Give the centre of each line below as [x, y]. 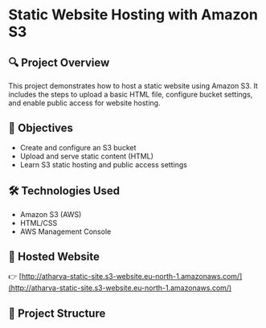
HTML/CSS [39, 223]
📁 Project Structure [57, 313]
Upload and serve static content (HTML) [87, 156]
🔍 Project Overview [59, 62]
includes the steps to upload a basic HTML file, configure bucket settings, [131, 94]
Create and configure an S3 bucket [78, 147]
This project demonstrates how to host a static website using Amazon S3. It [133, 86]
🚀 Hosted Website [54, 257]
